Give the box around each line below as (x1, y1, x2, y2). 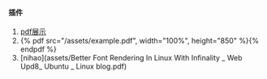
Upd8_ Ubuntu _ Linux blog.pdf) (19, 61, 127, 72)
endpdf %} (19, 44, 57, 54)
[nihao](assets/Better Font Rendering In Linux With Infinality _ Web (19, 53, 243, 63)
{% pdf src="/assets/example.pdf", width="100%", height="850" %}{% (19, 36, 260, 46)
